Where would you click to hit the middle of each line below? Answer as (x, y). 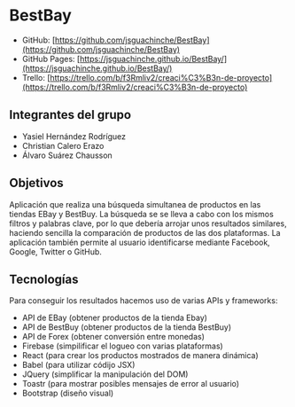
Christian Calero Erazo (63, 145)
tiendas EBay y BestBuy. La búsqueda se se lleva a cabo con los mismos (142, 214)
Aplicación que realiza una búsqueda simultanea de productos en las (135, 204)
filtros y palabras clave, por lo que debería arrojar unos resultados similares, (148, 223)
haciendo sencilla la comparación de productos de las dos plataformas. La (145, 232)
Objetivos (36, 183)
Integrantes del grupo (70, 115)
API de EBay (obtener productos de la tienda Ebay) (115, 318)
